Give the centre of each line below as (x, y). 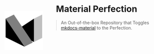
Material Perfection (97, 9)
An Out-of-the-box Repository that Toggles (105, 23)
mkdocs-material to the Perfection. (96, 27)
